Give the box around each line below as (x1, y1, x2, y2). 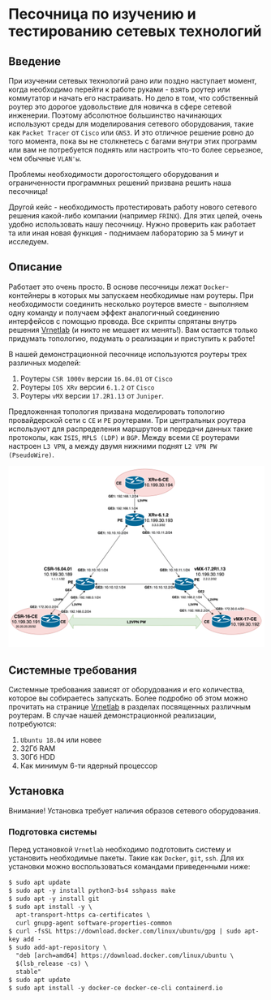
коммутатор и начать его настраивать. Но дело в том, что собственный (8, 93, 259, 102)
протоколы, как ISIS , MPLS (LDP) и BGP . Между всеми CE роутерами (8, 432, 239, 442)
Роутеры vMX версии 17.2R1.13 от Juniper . (19, 390, 165, 400)
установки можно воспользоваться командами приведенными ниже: (8, 862, 251, 872)
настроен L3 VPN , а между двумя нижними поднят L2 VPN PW (8, 441, 217, 450)
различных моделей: (8, 358, 81, 368)
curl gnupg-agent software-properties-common (15, 919, 173, 928)
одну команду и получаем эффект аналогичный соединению (8, 308, 221, 317)
